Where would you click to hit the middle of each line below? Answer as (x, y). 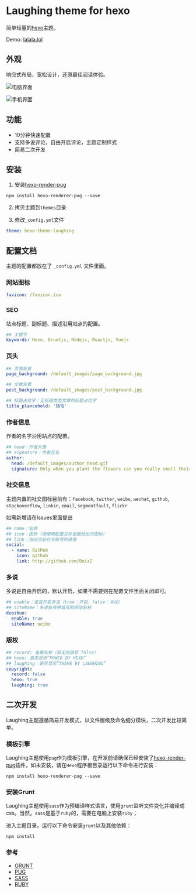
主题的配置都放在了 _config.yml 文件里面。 (58, 266)
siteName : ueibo (31, 624)
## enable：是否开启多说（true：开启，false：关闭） (64, 602)
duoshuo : (17, 613)
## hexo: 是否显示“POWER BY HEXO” (46, 658)
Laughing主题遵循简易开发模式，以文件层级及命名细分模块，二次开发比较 (94, 720)
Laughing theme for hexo (68, 11)
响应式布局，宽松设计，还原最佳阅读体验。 (57, 74)
